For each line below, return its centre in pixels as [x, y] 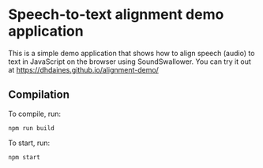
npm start [24, 157]
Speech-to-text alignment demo [116, 15]
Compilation [39, 95]
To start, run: [29, 143]
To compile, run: [35, 114]
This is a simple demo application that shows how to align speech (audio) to [131, 53]
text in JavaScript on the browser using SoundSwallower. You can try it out [130, 62]
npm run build [32, 128]
